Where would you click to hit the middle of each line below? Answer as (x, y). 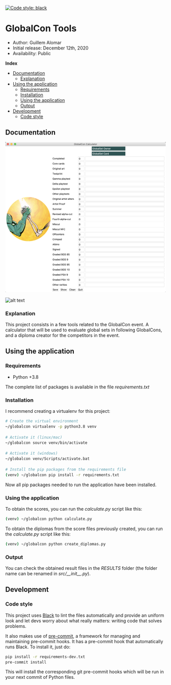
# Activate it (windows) (32, 454)
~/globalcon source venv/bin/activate (46, 443)
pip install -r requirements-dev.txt (45, 657)
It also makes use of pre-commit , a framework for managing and (73, 636)
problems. (16, 626)
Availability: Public (32, 53)
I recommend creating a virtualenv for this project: (58, 411)
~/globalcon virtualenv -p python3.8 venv (51, 426)
